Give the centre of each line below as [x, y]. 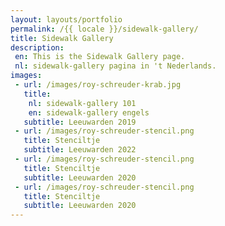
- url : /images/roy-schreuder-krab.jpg [98, 85]
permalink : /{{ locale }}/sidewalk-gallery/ [104, 29]
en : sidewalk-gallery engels [89, 112]
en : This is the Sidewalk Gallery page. [100, 57]
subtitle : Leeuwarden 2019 [80, 122]
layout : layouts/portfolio [66, 19]
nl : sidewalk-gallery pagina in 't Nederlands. [115, 66]
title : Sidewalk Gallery [62, 38]
